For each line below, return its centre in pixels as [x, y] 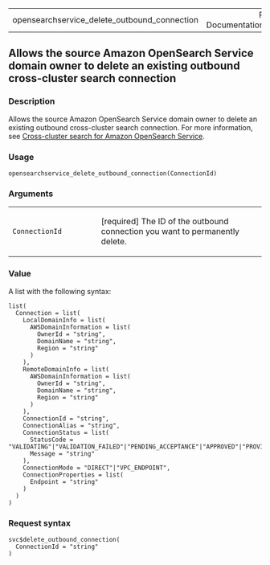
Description [32, 101]
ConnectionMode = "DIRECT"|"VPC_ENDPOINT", [97, 468]
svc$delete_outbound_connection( [64, 539]
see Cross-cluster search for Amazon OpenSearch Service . [106, 136]
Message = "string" [62, 453]
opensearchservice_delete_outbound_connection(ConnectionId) [113, 173]
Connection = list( [48, 313]
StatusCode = [51, 440]
